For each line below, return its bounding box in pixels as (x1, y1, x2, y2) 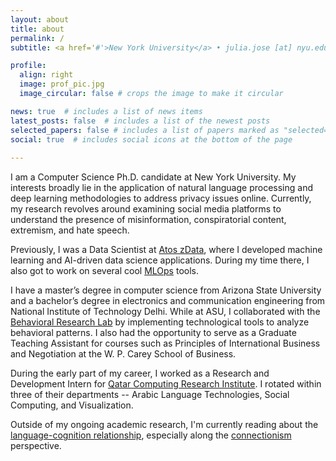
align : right (19, 70, 74, 80)
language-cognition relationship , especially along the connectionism (10, 429, 292, 441)
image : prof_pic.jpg (19, 79, 105, 90)
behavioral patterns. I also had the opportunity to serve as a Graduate (10, 327, 297, 339)
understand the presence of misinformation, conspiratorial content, (10, 214, 287, 226)
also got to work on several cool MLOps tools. (10, 265, 199, 277)
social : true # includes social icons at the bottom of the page (10, 134, 293, 145)
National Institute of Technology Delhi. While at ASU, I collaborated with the (10, 306, 321, 318)
